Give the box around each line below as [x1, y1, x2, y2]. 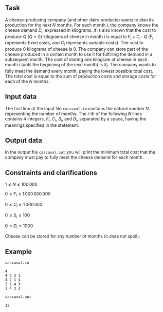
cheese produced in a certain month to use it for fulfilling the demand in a [5, 51, 152, 58]
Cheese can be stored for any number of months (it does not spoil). [5, 234, 140, 239]
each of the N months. [5, 78, 50, 84]
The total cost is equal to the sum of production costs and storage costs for [5, 73, 157, 79]
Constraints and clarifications [5, 168, 97, 177]
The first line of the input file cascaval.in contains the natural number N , [5, 105, 150, 111]
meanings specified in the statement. [5, 122, 79, 128]
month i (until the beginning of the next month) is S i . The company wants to [5, 62, 156, 69]
